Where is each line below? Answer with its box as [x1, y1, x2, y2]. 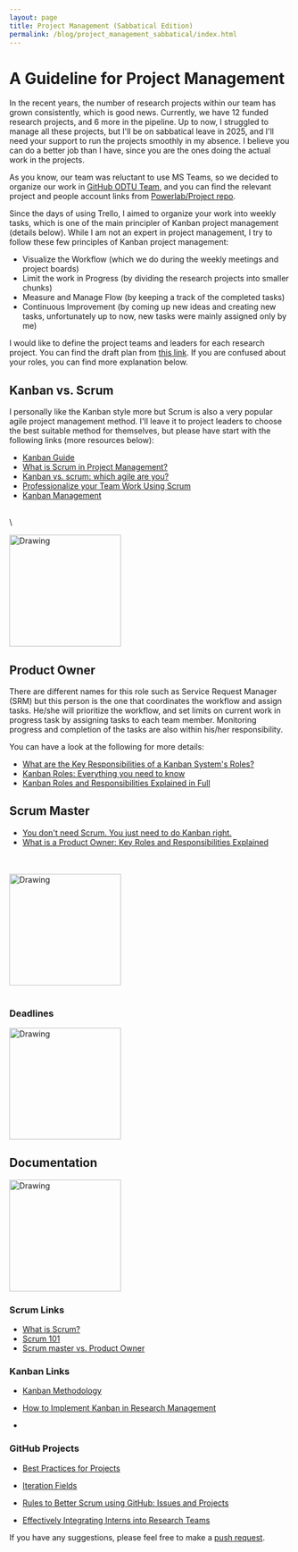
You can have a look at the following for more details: [9, 741, 205, 751]
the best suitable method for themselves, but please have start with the [9, 425, 271, 436]
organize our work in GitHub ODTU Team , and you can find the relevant [9, 181, 272, 192]
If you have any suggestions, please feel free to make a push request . [9, 1531, 266, 1542]
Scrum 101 [21, 1333, 61, 1345]
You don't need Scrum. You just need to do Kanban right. [21, 827, 232, 838]
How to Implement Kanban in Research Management [21, 1403, 217, 1414]
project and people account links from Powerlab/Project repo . [9, 191, 236, 202]
